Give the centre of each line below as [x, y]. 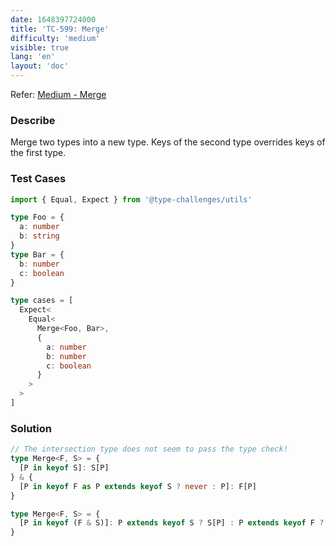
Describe [33, 120]
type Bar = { [37, 254]
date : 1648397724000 [53, 19]
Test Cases [38, 179]
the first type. [38, 153]
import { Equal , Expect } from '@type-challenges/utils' [131, 199]
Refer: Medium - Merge [58, 94]
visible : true [40, 47]
